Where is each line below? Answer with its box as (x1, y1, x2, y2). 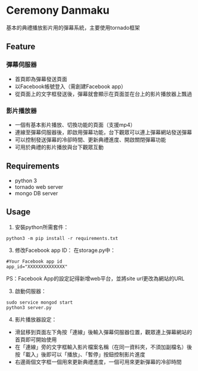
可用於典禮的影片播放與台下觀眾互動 (14, 144, 104, 151)
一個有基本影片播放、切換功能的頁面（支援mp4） (14, 121, 136, 128)
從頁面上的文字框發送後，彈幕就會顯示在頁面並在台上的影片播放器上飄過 (14, 90, 192, 97)
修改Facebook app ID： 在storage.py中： (14, 247, 116, 254)
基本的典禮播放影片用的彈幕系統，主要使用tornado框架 (6, 24, 140, 31)
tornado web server (14, 183, 64, 191)
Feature (6, 42, 36, 52)
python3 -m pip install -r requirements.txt (6, 235, 118, 241)
